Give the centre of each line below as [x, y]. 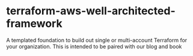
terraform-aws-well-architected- [91, 11]
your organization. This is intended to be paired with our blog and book [94, 46]
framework [34, 24]
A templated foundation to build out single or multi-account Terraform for [97, 40]
